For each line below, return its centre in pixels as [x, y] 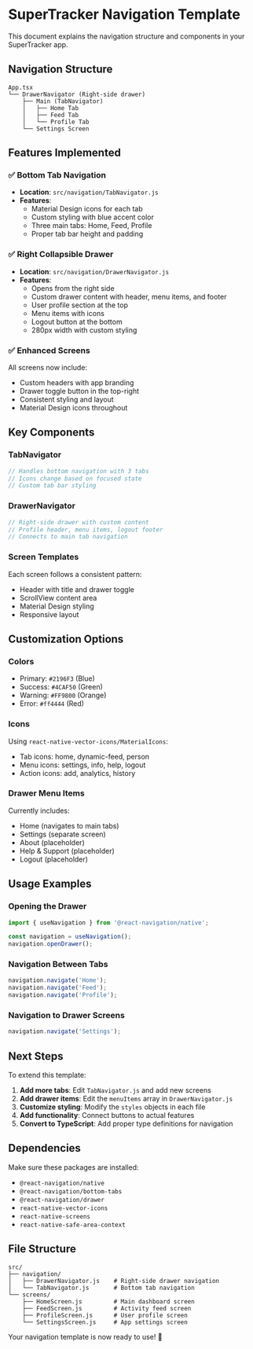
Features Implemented [65, 153]
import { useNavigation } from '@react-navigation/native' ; [109, 923]
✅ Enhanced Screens [49, 350]
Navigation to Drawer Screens [67, 1015]
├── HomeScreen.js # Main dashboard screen [108, 1301]
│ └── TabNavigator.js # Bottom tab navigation [101, 1288]
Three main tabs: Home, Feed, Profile [92, 226]
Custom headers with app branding [77, 383]
